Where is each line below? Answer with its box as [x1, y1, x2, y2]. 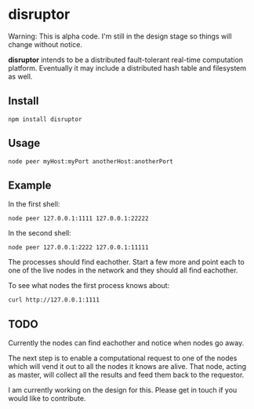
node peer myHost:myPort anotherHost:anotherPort [8, 157, 174, 166]
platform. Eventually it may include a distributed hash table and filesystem [8, 63, 247, 72]
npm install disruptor [8, 115, 82, 123]
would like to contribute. [8, 394, 86, 404]
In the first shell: [8, 199, 60, 209]
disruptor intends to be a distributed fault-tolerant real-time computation [8, 55, 244, 64]
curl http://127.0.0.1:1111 [8, 296, 100, 304]
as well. [8, 71, 33, 81]
